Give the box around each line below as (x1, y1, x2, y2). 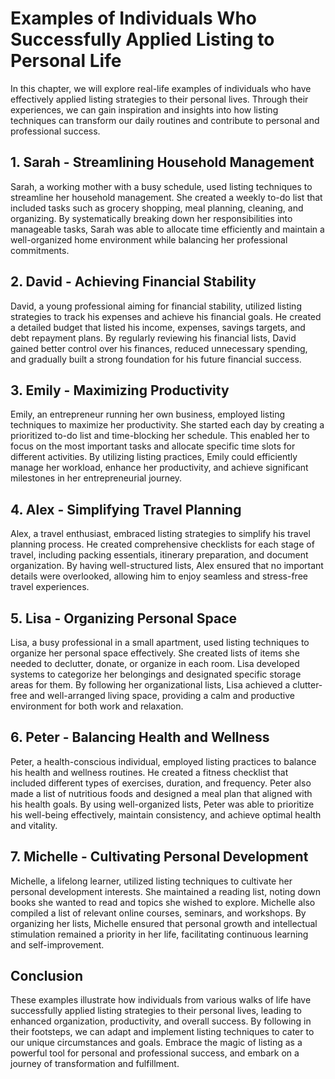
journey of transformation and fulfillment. (10, 1058, 180, 1070)
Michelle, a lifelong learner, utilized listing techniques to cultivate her (10, 875, 293, 887)
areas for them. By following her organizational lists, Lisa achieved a (10, 679, 291, 691)
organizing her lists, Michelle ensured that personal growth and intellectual (10, 917, 318, 929)
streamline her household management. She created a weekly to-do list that (10, 191, 323, 203)
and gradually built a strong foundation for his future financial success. (10, 353, 302, 365)
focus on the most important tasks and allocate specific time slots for (10, 440, 296, 452)
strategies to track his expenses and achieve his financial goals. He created (10, 310, 322, 322)
